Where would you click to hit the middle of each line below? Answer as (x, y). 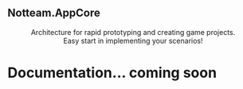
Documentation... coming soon (112, 73)
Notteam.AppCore (54, 13)
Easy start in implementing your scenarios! (133, 41)
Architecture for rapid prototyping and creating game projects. (133, 32)
